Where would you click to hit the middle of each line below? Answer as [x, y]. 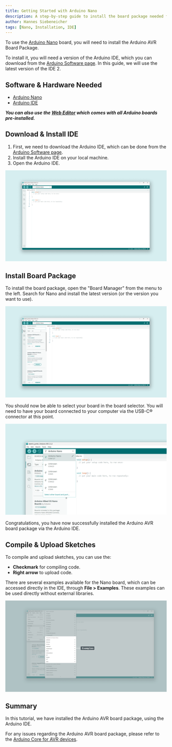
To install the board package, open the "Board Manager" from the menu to [84, 288]
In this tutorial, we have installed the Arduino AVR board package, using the [85, 718]
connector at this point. [30, 416]
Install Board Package [41, 276]
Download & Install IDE [42, 134]
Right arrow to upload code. [42, 572]
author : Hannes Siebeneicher [36, 22]
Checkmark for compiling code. [47, 567]
